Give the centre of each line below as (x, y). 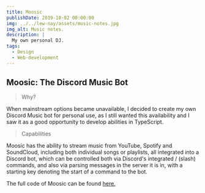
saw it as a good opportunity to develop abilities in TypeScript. (85, 122)
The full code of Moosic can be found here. (61, 184)
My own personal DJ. (38, 40)
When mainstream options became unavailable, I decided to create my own (101, 109)
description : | (26, 35)
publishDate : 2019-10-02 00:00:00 (50, 18)
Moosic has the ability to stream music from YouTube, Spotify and (89, 146)
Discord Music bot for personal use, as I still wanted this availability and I (98, 115)
